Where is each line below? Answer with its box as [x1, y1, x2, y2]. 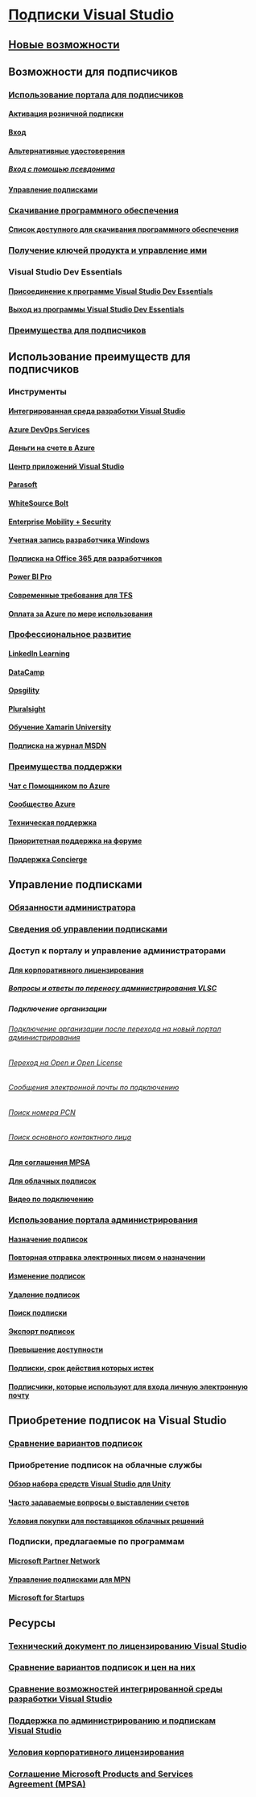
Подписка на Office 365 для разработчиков [8, 553, 163, 563]
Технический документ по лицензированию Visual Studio [8, 1640, 247, 1651]
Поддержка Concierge [8, 854, 88, 864]
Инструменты [8, 386, 67, 398]
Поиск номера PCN [8, 1107, 76, 1117]
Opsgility [8, 686, 40, 696]
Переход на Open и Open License [8, 1057, 123, 1068]
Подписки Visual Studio [8, 6, 175, 24]
